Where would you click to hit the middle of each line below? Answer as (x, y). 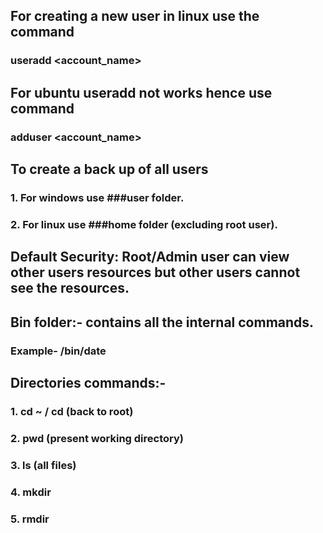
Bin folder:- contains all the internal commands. (162, 322)
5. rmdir (30, 519)
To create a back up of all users (109, 169)
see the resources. (70, 288)
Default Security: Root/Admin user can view (150, 257)
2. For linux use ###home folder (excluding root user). (144, 224)
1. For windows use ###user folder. (97, 197)
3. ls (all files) (43, 465)
